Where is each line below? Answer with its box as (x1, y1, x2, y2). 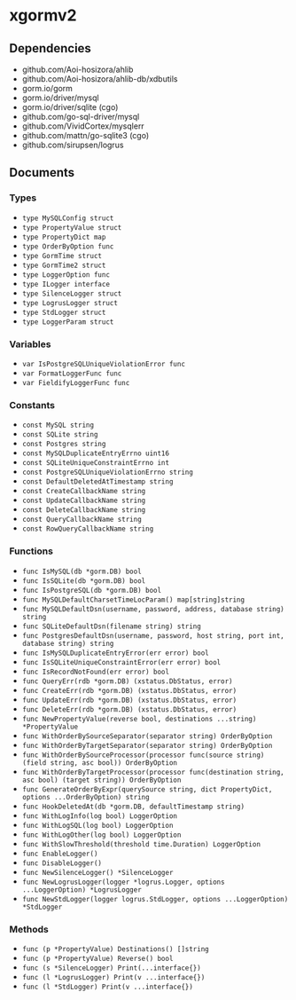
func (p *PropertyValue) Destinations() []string (21, 944, 210, 954)
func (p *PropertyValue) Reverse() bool (21, 954, 174, 963)
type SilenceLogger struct (21, 289, 122, 298)
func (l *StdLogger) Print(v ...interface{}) (21, 982, 193, 991)
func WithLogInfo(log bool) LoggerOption (21, 811, 177, 821)
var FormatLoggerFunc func (21, 369, 122, 378)
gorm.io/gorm (21, 83, 74, 93)
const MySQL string (21, 421, 95, 430)
